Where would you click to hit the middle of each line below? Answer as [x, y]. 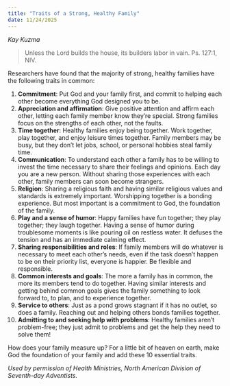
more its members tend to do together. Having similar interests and [112, 283]
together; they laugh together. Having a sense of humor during [106, 225]
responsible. [35, 269]
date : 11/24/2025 [33, 20]
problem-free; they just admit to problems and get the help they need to [119, 327]
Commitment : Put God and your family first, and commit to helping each [120, 94]
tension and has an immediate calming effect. [82, 239]
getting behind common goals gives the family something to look [109, 290]
